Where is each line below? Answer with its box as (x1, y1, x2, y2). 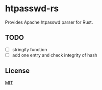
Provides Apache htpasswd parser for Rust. (5, 19, 93, 25)
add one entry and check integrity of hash (12, 52, 98, 58)
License (5, 67, 30, 75)
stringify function (12, 46, 48, 52)
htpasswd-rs (5, 3, 59, 14)
